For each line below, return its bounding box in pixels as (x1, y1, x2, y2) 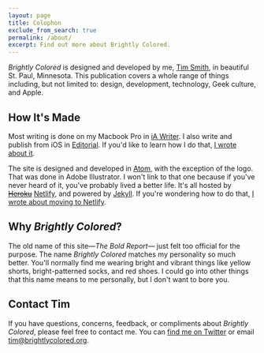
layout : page (8, 11, 51, 20)
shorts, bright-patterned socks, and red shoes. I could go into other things (8, 266, 250, 276)
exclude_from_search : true (8, 26, 97, 34)
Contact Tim (8, 298, 71, 311)
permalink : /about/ (8, 33, 73, 42)
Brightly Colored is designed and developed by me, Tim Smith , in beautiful (8, 62, 250, 72)
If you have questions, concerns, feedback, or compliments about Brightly (8, 318, 249, 328)
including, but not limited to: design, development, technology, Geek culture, (8, 80, 256, 89)
